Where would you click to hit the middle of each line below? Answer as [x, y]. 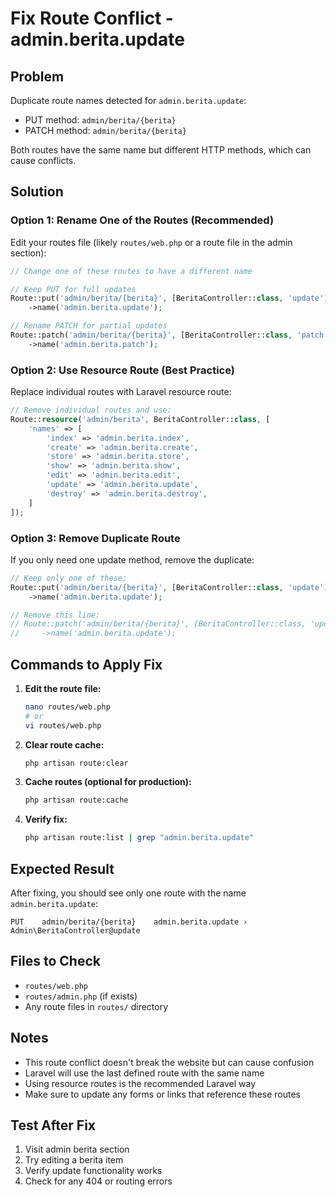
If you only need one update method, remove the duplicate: [132, 559]
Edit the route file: [63, 688]
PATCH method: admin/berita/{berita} [105, 130]
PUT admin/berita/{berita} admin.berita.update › [129, 922]
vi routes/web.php [63, 725]
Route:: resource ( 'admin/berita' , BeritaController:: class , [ [140, 419]
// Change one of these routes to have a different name [131, 271]
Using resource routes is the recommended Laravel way [140, 1083]
